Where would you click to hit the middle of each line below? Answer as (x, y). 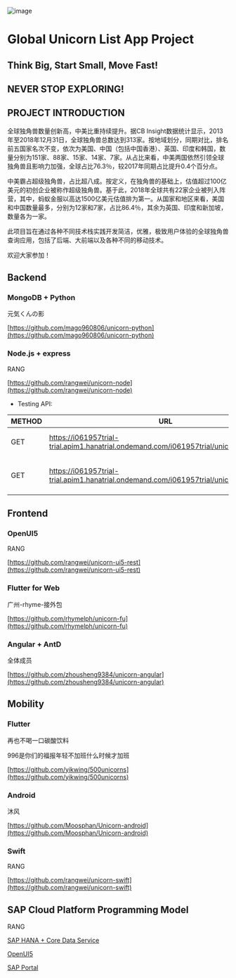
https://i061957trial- (84, 437)
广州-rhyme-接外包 (35, 604)
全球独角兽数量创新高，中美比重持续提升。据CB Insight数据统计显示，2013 (115, 131)
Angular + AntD (34, 644)
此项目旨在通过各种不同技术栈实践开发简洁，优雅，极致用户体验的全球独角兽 (118, 231)
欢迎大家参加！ (29, 255)
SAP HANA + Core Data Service (53, 941)
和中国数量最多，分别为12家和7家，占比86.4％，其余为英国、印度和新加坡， (117, 207)
